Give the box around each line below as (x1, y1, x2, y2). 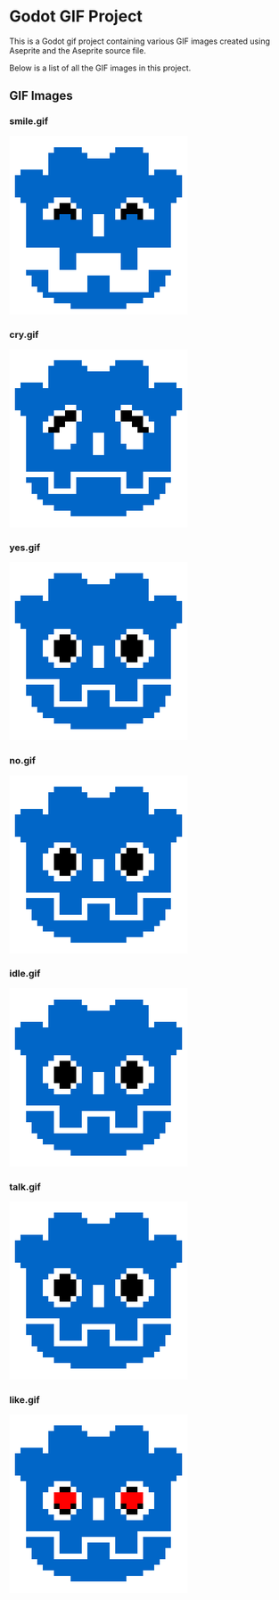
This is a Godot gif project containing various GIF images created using (9, 36, 270, 46)
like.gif (9, 1394, 40, 1406)
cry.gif (9, 328, 39, 341)
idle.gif (9, 968, 41, 980)
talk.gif (9, 1180, 42, 1192)
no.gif (9, 755, 36, 767)
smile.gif (9, 115, 49, 128)
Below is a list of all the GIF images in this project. (9, 62, 192, 73)
